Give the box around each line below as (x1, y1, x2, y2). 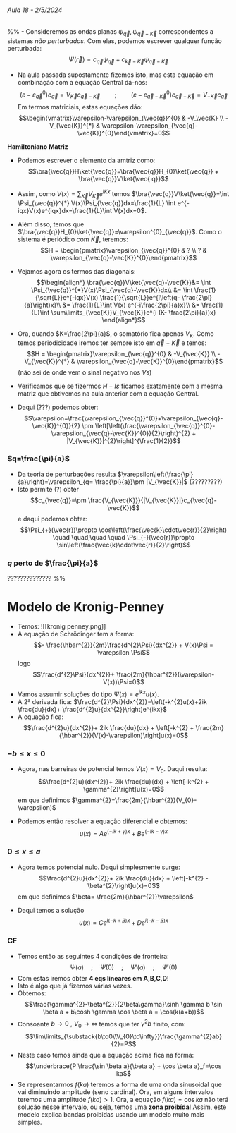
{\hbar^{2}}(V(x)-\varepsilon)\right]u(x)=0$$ (58, 731, 189, 739)
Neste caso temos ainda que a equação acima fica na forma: (17, 1051, 194, 1060)
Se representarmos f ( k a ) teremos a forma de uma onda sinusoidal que (17, 1080, 222, 1089)
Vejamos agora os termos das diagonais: (17, 267, 136, 275)
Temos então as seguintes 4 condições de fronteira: (17, 952, 169, 960)
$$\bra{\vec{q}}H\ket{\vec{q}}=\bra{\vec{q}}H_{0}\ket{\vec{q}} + (27, 167, 220, 176)
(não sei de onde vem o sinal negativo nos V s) (17, 368, 152, 377)
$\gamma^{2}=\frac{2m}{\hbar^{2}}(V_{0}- (71, 796, 197, 804)
